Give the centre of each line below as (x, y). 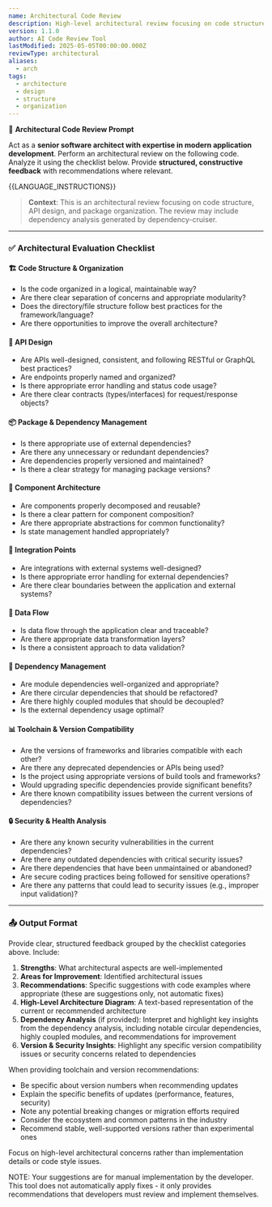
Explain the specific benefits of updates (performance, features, (127, 1094)
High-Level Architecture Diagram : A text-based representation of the (136, 1003)
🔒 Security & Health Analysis (57, 821)
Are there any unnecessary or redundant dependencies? (114, 452)
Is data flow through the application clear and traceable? (114, 631)
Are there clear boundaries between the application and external (128, 585)
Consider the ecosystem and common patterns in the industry (123, 1120)
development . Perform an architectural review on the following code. (124, 154)
